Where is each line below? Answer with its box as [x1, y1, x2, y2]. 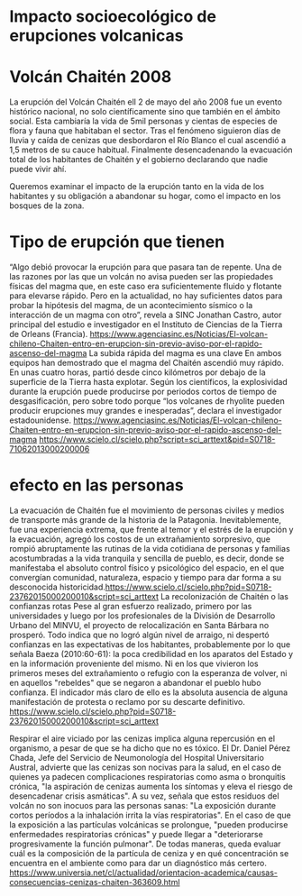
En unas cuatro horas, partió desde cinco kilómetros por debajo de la [9, 367, 266, 378]
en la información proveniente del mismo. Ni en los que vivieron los [9, 658, 259, 669]
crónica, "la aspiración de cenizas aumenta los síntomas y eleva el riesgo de [9, 782, 293, 791]
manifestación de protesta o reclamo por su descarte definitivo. [9, 697, 246, 707]
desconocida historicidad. [9, 581, 106, 592]
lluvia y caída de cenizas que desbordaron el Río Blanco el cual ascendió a [9, 135, 287, 146]
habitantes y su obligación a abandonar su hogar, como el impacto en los [9, 191, 281, 202]
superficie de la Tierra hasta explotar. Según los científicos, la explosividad [9, 377, 288, 388]
